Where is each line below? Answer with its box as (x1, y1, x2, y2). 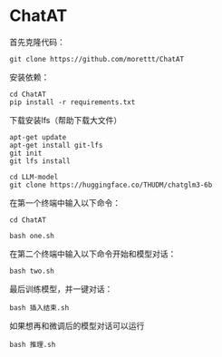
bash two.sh (9, 266, 54, 275)
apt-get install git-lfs (9, 140, 103, 150)
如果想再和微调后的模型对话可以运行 (9, 320, 145, 331)
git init (9, 149, 43, 158)
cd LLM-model (9, 172, 59, 181)
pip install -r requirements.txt (9, 97, 136, 107)
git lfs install (9, 156, 71, 166)
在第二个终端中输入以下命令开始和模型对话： (9, 248, 177, 259)
